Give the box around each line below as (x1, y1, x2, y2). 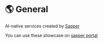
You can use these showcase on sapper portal (5, 32, 98, 38)
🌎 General (5, 4, 49, 15)
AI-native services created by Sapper (5, 23, 80, 29)
